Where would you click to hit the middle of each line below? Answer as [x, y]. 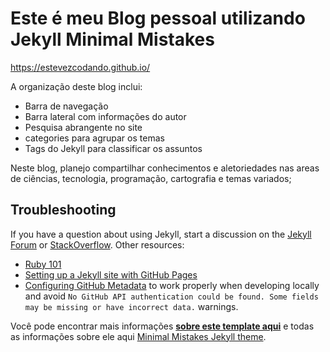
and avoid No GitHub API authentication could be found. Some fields [171, 296]
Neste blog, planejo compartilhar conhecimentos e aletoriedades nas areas [165, 168]
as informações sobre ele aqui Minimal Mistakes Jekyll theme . [138, 336]
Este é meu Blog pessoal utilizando [158, 18]
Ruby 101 [43, 264]
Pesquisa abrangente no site [83, 127]
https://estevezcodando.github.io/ [80, 67]
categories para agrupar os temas [94, 138]
